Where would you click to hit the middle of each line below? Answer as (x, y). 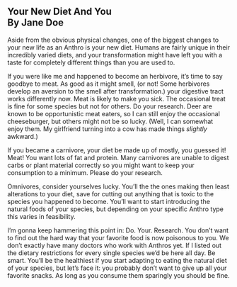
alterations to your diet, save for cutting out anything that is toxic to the (111, 193)
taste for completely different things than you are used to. (91, 62)
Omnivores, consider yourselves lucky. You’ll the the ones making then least (118, 186)
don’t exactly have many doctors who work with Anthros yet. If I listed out (114, 245)
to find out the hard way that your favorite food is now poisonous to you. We (118, 237)
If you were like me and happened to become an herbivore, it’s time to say (115, 76)
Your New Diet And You (59, 12)
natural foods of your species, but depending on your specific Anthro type (116, 209)
